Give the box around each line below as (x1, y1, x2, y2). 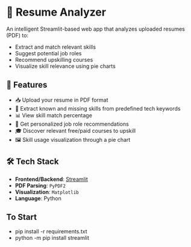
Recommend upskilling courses (14, 56, 93, 63)
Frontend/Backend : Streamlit (14, 175, 89, 183)
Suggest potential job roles (14, 49, 82, 56)
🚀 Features (6, 80, 48, 90)
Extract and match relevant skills (14, 43, 96, 50)
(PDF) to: (6, 31, 29, 38)
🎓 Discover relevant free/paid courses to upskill (14, 127, 136, 134)
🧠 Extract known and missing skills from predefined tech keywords (14, 105, 181, 112)
